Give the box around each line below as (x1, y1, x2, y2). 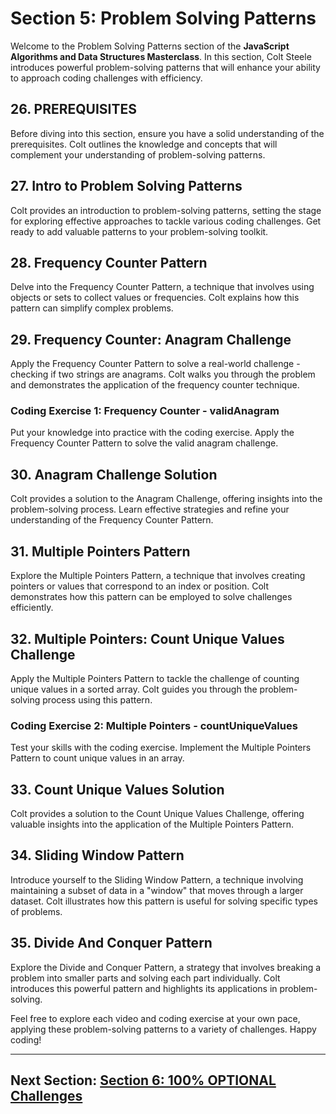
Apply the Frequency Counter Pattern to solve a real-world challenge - (10, 358, 301, 370)
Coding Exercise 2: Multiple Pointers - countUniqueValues (10, 718, 298, 732)
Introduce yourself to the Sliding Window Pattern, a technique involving (10, 873, 304, 886)
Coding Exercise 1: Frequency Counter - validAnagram (10, 404, 280, 418)
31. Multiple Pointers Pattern (10, 543, 191, 560)
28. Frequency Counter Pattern (10, 254, 208, 271)
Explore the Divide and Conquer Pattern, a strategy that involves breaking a (10, 961, 322, 973)
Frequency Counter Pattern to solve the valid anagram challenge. (10, 437, 279, 449)
